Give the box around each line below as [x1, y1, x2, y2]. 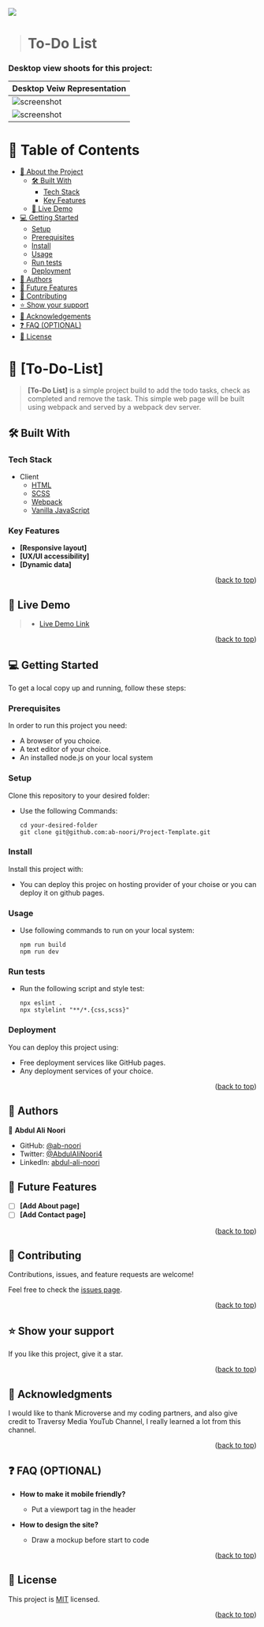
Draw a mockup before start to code [31, 1535, 150, 1544]
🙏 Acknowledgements [19, 312, 91, 321]
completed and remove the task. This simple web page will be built [27, 394, 245, 404]
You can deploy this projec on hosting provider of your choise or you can [19, 879, 257, 889]
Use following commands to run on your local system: [19, 926, 195, 935]
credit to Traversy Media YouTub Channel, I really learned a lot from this [8, 1416, 242, 1426]
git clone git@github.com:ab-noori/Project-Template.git [19, 828, 211, 836]
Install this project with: [8, 864, 84, 874]
